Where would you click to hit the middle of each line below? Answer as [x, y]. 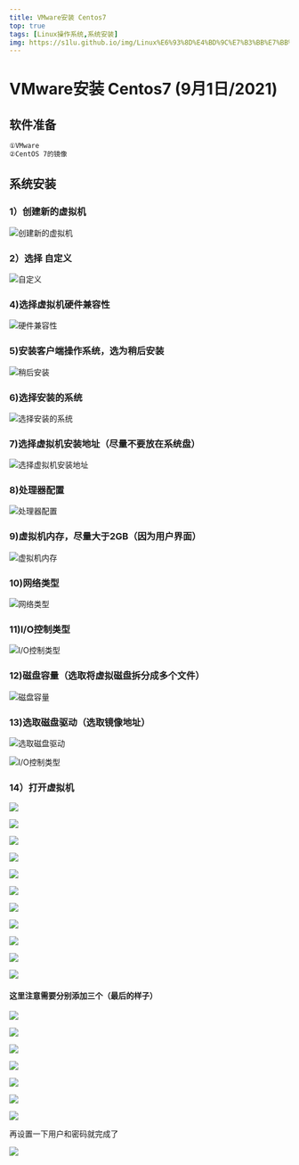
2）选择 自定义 [41, 258]
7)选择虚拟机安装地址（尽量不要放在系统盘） [105, 444]
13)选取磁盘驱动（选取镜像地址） [80, 722]
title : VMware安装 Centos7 [58, 17]
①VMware [24, 146]
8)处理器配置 [37, 490]
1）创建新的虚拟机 [48, 212]
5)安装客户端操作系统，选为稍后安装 [87, 351]
